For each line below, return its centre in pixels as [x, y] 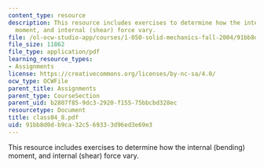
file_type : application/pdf [54, 52]
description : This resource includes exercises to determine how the [125, 23]
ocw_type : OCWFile [38, 81]
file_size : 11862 [37, 45]
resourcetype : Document [47, 111]
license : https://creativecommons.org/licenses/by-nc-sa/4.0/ [112, 74]
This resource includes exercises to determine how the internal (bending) [127, 147]
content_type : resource [47, 15]
